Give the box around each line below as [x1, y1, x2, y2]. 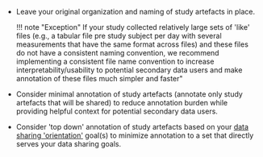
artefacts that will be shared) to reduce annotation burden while [15, 98, 228, 107]
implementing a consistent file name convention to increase [15, 56, 215, 66]
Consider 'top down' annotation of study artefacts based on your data [15, 122, 248, 131]
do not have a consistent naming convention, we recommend [15, 48, 219, 57]
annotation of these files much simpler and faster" [15, 74, 183, 83]
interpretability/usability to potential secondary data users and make [15, 65, 243, 75]
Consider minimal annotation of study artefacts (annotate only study [15, 89, 244, 99]
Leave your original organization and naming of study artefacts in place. [15, 7, 256, 16]
